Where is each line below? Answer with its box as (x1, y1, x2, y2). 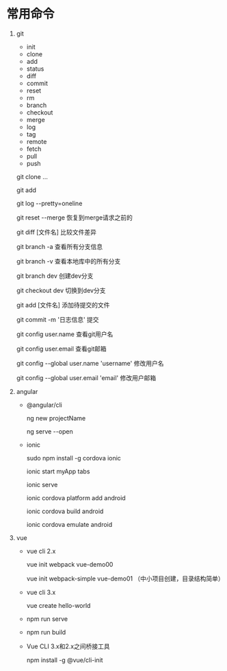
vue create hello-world (26, 601, 91, 609)
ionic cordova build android (26, 507, 104, 515)
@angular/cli (26, 401, 62, 409)
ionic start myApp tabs (26, 467, 90, 475)
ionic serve (26, 480, 58, 488)
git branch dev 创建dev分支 (16, 272, 94, 280)
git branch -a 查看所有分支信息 (16, 242, 103, 250)
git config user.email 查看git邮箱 (16, 344, 107, 353)
